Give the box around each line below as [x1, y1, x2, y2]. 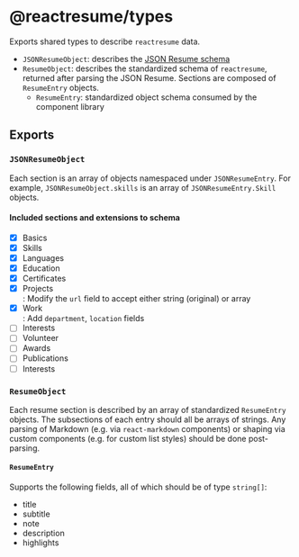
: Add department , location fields [22, 313, 145, 324]
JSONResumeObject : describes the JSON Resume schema [22, 53, 231, 64]
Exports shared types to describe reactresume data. [9, 36, 201, 47]
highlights [22, 537, 59, 548]
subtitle [22, 508, 51, 519]
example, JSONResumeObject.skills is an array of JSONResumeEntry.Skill [9, 182, 276, 193]
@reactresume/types [9, 6, 174, 27]
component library [35, 101, 105, 112]
